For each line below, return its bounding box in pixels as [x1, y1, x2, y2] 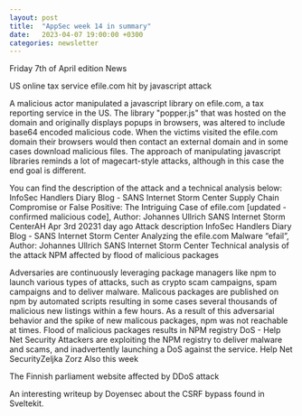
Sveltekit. [9, 398, 44, 409]
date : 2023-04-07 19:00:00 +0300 [9, 30, 144, 39]
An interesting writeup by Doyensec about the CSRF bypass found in [9, 389, 265, 400]
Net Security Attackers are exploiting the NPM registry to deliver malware [9, 335, 283, 346]
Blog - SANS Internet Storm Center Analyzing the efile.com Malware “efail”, [9, 231, 289, 242]
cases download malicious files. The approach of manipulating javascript [9, 146, 281, 157]
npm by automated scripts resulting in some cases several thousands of [9, 296, 278, 307]
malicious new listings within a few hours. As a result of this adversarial [9, 306, 275, 317]
